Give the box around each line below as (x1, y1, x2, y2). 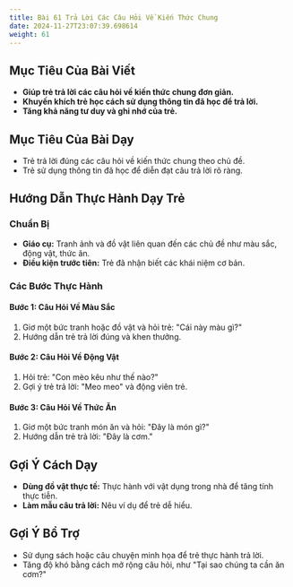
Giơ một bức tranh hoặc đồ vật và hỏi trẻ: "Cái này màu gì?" (22, 322, 243, 332)
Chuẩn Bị (9, 218, 50, 230)
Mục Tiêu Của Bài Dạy (9, 132, 134, 147)
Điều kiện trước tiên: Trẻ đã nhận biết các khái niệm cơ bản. (22, 257, 246, 268)
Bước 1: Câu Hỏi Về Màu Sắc (9, 302, 116, 313)
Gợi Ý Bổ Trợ (9, 526, 81, 541)
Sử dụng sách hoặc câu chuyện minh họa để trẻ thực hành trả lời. (22, 549, 264, 560)
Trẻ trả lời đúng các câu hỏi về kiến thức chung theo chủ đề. (22, 156, 246, 166)
